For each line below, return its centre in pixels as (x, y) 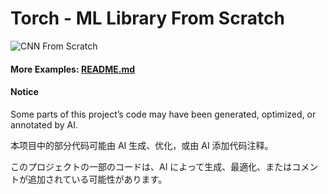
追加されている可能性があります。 (97, 179)
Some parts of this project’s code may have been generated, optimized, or (163, 114)
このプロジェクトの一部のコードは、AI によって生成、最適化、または (151, 166)
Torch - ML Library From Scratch (147, 18)
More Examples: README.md (73, 69)
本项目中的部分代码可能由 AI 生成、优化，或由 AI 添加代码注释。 (142, 145)
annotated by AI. (44, 124)
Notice (24, 92)
